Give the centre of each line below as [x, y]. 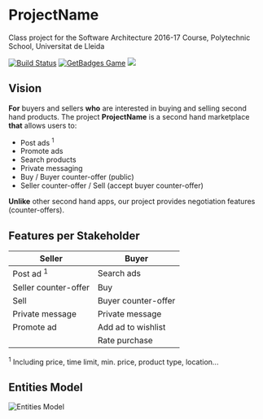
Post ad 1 [31, 273]
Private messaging [51, 168]
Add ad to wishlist [131, 327]
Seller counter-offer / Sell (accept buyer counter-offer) [112, 185]
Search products [48, 159]
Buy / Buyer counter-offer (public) [77, 177]
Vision [25, 88]
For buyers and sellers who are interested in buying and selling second [127, 108]
